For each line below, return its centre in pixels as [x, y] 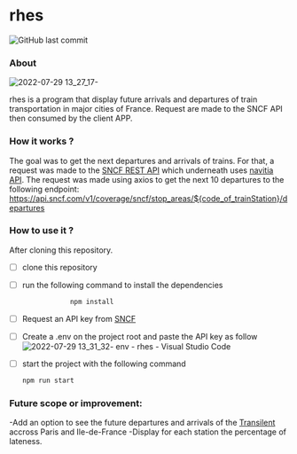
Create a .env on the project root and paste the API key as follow [140, 336]
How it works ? [42, 141]
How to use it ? [41, 231]
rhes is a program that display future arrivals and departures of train [133, 99]
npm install [92, 301]
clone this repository [59, 267]
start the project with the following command [104, 364]
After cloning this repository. [61, 250]
